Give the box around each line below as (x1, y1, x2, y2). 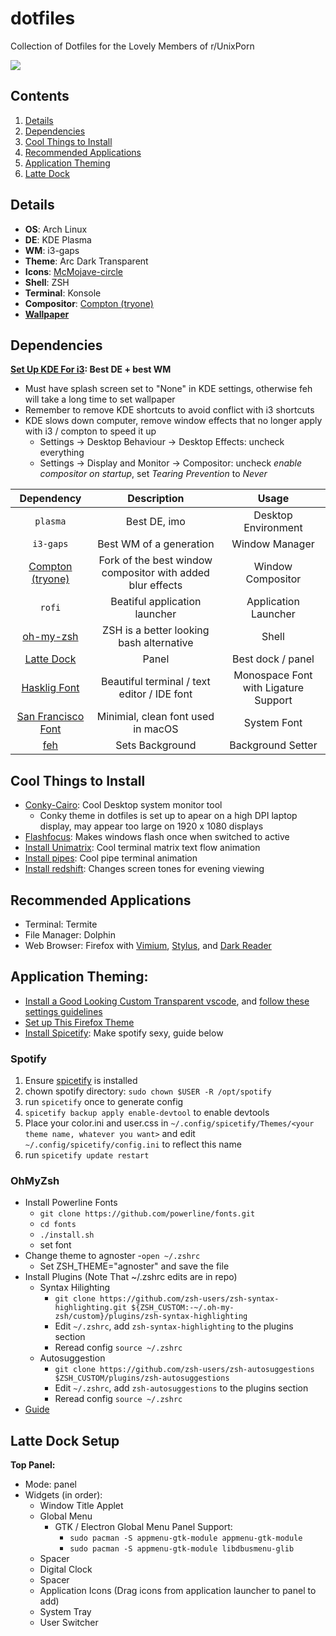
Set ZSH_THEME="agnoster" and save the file (39, 1260, 230, 1272)
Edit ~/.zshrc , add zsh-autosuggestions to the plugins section (54, 1382, 309, 1394)
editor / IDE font (118, 687, 193, 701)
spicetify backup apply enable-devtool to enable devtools (24, 1107, 270, 1119)
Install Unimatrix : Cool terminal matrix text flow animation (24, 842, 261, 854)
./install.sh (39, 1230, 95, 1241)
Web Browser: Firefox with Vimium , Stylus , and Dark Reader (24, 940, 272, 951)
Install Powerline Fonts (24, 1197, 118, 1209)
